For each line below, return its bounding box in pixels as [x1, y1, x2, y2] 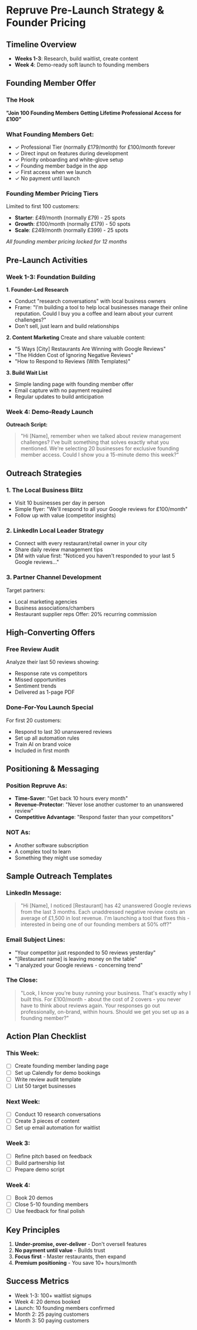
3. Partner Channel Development [6, 573, 102, 582]
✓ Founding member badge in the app [14, 162, 108, 169]
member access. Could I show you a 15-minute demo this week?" [20, 451, 179, 459]
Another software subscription [14, 841, 89, 848]
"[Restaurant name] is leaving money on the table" [14, 955, 137, 962]
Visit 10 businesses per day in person [14, 499, 105, 506]
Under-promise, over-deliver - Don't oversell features [14, 1241, 147, 1247]
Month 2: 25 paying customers [14, 1311, 89, 1318]
